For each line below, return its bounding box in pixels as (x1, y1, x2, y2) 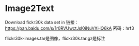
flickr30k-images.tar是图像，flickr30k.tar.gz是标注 (5, 35, 106, 41)
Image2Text (5, 3, 54, 14)
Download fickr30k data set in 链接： (5, 19, 79, 25)
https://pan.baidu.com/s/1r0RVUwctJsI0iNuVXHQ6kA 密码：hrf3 (5, 25, 134, 31)
